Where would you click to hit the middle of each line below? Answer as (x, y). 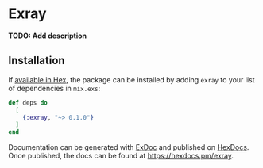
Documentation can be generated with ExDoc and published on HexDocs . (129, 147)
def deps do (28, 103)
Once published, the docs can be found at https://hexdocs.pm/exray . (121, 156)
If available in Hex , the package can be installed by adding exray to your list (132, 79)
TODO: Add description (48, 36)
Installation (37, 61)
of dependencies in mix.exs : (54, 88)
